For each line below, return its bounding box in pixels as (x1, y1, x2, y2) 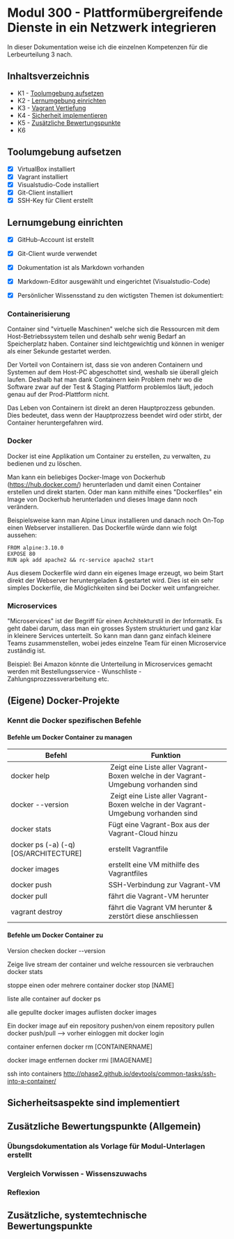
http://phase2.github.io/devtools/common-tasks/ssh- (63, 1069, 217, 1078)
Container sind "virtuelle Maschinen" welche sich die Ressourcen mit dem (7, 325, 220, 333)
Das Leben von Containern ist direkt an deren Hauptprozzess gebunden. (7, 404, 215, 412)
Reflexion (7, 1187, 40, 1197)
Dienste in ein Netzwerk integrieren (7, 20, 217, 36)
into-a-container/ (7, 1077, 57, 1085)
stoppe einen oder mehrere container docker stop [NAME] (7, 981, 175, 989)
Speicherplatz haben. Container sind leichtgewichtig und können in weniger (7, 340, 225, 348)
